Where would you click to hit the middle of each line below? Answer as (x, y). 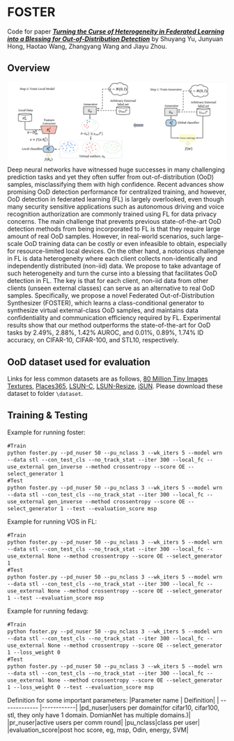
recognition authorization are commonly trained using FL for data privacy (112, 214)
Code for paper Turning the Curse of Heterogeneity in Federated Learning (116, 31)
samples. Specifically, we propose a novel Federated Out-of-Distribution (111, 296)
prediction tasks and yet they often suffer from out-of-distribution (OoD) (111, 177)
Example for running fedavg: (48, 611)
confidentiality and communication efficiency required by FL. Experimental (114, 318)
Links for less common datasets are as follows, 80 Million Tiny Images (108, 379)
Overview (29, 68)
